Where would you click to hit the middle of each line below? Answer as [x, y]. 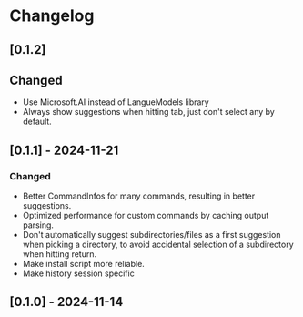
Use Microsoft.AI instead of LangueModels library [116, 102]
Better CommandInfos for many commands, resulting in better [139, 196]
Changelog [52, 16]
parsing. [38, 225]
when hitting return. [60, 254]
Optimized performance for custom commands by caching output [146, 216]
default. [37, 122]
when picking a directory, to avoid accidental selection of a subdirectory [158, 245]
